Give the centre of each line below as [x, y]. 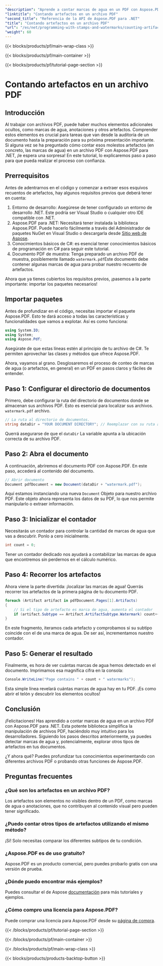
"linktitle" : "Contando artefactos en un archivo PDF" [62, 14]
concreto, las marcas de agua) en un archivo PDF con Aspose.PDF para [77, 150]
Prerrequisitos [27, 176]
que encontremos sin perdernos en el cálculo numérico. [61, 559]
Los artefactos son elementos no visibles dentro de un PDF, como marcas [79, 801]
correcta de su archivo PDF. [33, 439]
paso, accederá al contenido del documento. [50, 471]
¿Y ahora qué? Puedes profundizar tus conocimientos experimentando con [80, 756]
